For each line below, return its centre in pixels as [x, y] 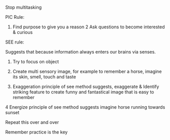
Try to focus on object [36, 62]
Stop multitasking [24, 7]
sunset [12, 112]
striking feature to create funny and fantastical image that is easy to [83, 92]
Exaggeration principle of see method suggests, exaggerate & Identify [86, 86]
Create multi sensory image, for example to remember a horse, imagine [87, 71]
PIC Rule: [15, 17]
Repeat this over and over [32, 122]
